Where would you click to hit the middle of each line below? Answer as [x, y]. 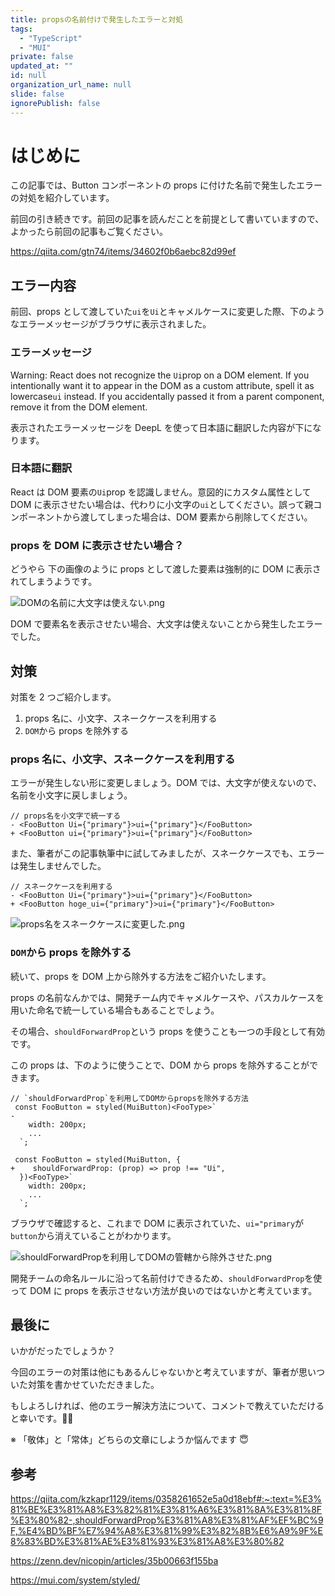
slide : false [37, 94]
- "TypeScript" [51, 38]
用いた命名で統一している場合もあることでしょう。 [115, 1010]
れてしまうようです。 [54, 582]
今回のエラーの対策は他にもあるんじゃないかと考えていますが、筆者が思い [163, 1372]
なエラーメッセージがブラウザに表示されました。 [111, 324]
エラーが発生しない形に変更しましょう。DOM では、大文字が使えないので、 [166, 783]
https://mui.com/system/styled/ [75, 1580]
